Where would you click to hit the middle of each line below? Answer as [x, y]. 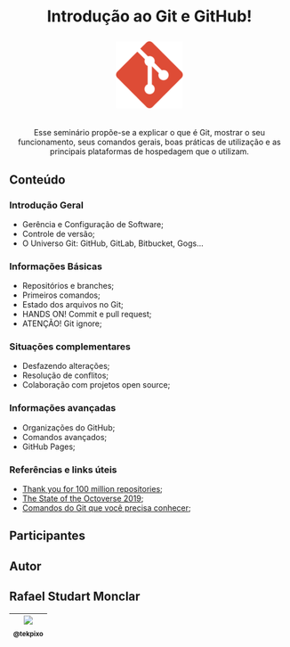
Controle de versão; [58, 233]
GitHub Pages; [48, 446]
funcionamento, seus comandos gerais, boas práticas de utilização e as [149, 142]
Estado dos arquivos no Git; [73, 305]
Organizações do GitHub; [68, 427]
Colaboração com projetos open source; [96, 385]
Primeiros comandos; [61, 295]
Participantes [48, 536]
